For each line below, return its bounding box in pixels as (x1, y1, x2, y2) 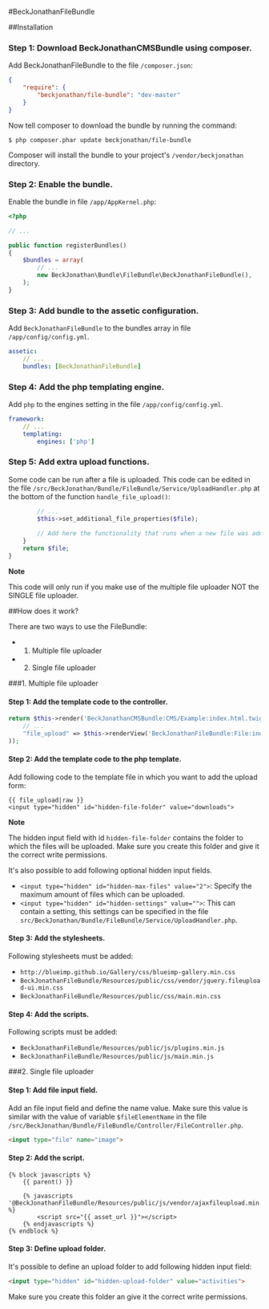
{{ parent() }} (22, 1177, 74, 1186)
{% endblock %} (8, 1227, 59, 1235)
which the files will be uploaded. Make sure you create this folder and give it (8, 841, 259, 851)
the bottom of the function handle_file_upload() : (8, 491, 171, 501)
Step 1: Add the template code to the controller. (8, 697, 168, 706)
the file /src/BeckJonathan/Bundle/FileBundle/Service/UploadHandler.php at (8, 483, 260, 493)
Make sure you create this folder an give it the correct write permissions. (8, 1291, 248, 1301)
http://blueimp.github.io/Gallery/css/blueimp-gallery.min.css (19, 969, 236, 977)
